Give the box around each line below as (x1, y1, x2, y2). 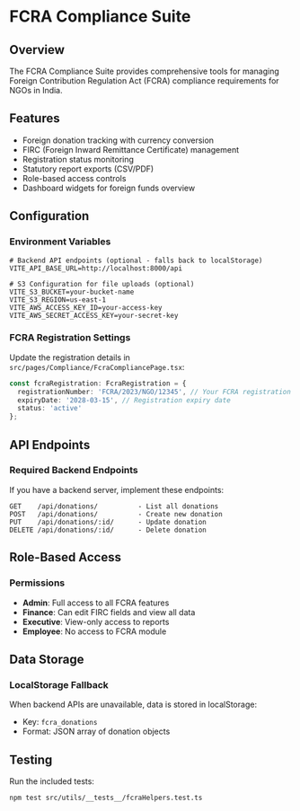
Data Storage (9, 651, 84, 666)
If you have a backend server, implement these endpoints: (9, 484, 225, 495)
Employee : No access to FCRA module (22, 626, 167, 637)
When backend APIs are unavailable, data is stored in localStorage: (9, 699, 258, 710)
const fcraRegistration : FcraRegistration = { (9, 379, 187, 388)
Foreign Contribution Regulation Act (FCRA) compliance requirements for (9, 75, 280, 86)
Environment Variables (9, 235, 111, 248)
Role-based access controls (22, 172, 127, 183)
